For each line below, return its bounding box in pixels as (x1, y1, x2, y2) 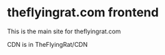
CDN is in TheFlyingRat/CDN (7, 40, 88, 48)
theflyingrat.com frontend (7, 5, 159, 20)
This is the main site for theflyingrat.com (7, 27, 121, 35)
